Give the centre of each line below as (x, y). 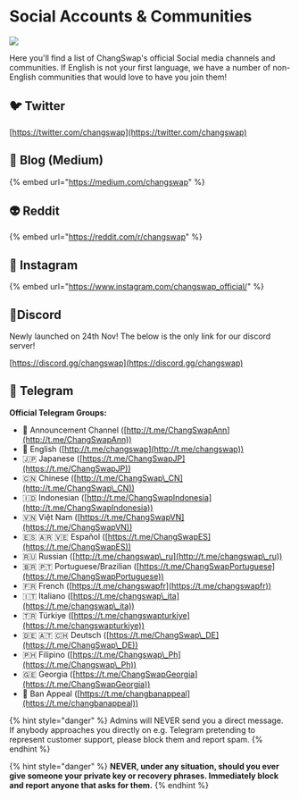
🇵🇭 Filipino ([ (47, 654)
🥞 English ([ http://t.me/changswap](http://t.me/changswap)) (133, 449)
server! (22, 345)
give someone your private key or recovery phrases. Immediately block (144, 776)
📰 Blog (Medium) (57, 160)
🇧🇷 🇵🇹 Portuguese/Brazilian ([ (81, 566)
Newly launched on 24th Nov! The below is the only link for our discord (140, 336)
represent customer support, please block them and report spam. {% (136, 739)
